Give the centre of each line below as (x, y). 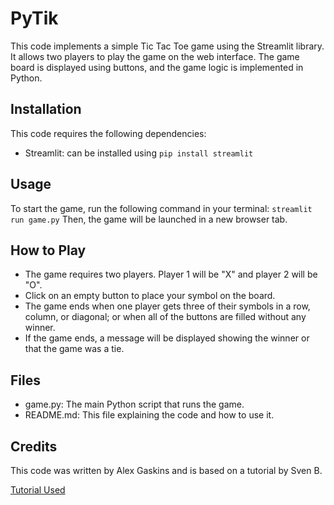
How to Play (48, 250)
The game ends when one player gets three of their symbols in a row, (167, 306)
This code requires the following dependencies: (108, 133)
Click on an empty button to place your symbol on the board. (150, 296)
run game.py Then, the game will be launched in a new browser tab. (149, 219)
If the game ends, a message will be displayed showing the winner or (167, 338)
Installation (46, 109)
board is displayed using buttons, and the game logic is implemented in (157, 67)
